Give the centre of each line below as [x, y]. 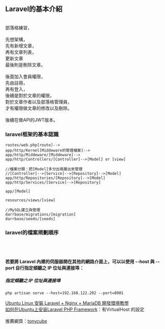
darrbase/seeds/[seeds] [30, 219]
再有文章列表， [21, 52]
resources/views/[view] [30, 200]
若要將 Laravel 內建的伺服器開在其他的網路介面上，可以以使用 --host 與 [80, 262]
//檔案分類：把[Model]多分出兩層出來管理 [44, 169]
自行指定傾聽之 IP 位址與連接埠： [49, 268]
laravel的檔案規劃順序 [32, 233]
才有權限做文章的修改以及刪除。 [39, 108]
